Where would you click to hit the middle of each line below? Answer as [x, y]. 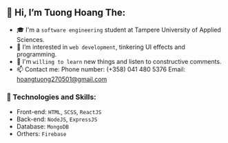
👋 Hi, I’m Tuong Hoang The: [66, 13]
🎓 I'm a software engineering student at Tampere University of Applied [119, 30]
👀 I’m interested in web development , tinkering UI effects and [101, 47]
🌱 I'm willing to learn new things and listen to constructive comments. [119, 61]
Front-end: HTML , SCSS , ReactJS [59, 112]
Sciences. [31, 39]
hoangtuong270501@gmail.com [62, 79]
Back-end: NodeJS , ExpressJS [57, 119]
